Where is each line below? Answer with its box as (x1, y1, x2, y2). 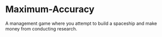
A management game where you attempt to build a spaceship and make (5, 20, 157, 26)
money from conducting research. (5, 25, 77, 31)
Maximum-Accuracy (5, 4, 95, 15)
